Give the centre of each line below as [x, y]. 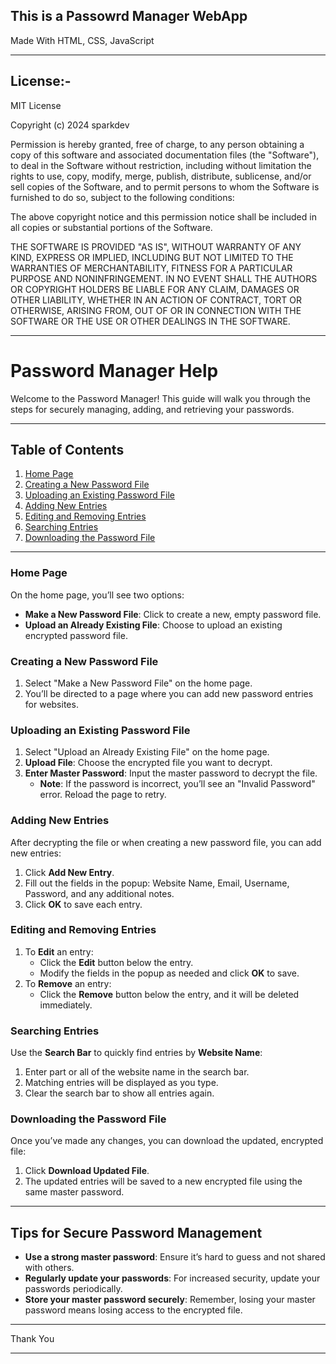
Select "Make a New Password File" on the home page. [138, 683]
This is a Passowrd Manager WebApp [129, 16]
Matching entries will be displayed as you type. [121, 1083]
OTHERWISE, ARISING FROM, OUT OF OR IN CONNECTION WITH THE [156, 310]
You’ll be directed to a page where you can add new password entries [169, 693]
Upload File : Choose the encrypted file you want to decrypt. [148, 763]
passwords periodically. [73, 1289]
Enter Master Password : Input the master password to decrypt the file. [171, 773]
